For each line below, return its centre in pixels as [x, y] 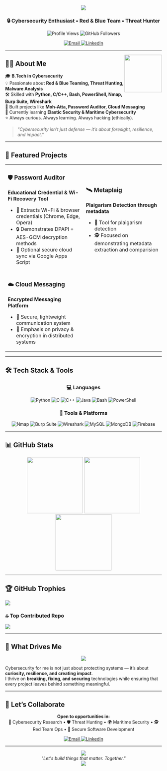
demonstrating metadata [123, 243]
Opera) [24, 222]
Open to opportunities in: [83, 717]
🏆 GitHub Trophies [36, 588]
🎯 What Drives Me [34, 647]
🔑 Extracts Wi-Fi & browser [48, 210]
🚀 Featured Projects [36, 155]
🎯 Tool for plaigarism [118, 222]
